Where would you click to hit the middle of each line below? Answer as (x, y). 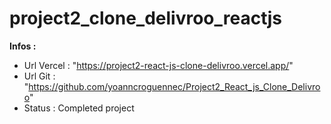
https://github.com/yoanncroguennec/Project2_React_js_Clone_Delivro (174, 86)
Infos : (23, 46)
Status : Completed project (79, 108)
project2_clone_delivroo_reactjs (145, 18)
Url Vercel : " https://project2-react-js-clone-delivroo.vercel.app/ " (158, 65)
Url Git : (39, 76)
